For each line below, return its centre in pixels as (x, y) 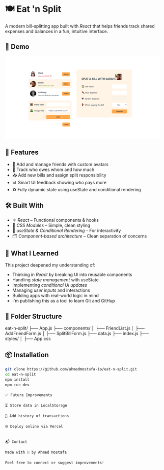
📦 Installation (27, 355)
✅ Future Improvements (29, 395)
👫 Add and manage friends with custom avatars (60, 164)
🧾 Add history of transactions (37, 416)
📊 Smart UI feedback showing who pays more (59, 182)
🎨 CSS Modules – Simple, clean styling (51, 225)
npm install (17, 379)
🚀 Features (22, 152)
